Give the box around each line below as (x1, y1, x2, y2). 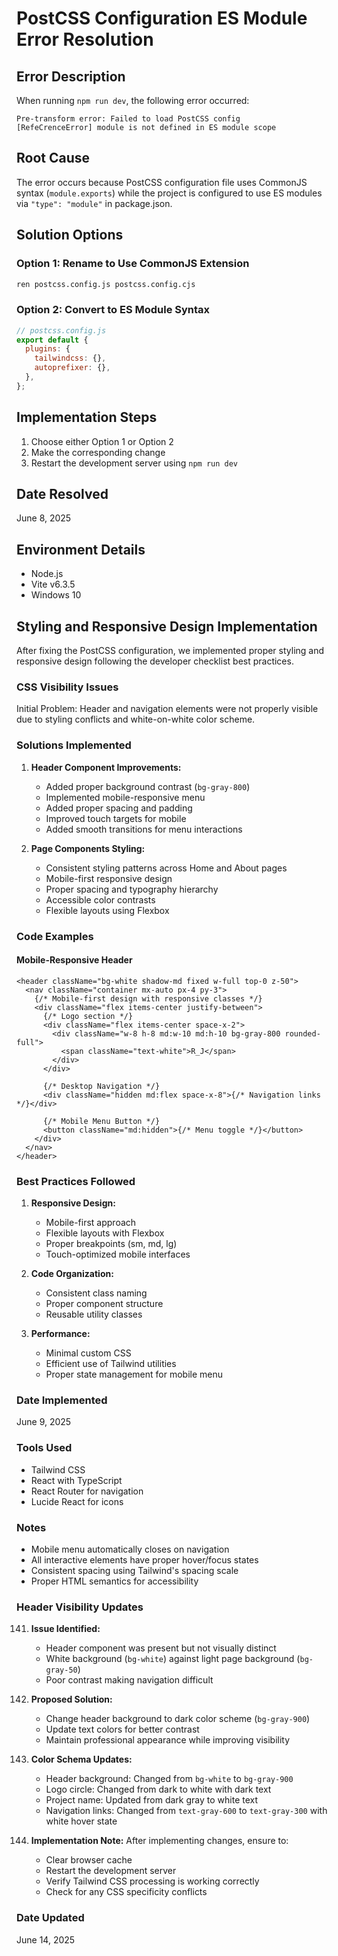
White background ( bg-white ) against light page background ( (45, 1653, 301, 1665)
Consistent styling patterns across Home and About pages (45, 862, 288, 874)
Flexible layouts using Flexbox (45, 904, 170, 916)
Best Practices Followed (16, 1174, 136, 1188)
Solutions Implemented (16, 738, 132, 752)
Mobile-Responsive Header (16, 954, 133, 966)
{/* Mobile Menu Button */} (42, 1116, 161, 1126)
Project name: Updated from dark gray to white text (45, 1794, 259, 1806)
